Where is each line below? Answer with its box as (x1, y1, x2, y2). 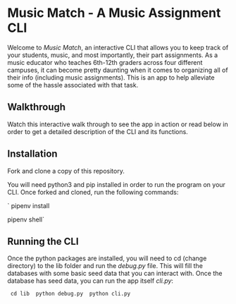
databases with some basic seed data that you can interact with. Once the (7, 269, 223, 278)
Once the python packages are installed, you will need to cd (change (7, 254, 207, 262)
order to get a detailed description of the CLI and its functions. (7, 127, 188, 135)
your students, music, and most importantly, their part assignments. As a (7, 51, 218, 59)
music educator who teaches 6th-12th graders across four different (7, 58, 203, 66)
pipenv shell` (7, 215, 44, 224)
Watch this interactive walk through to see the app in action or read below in (7, 120, 228, 128)
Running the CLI (7, 235, 79, 248)
